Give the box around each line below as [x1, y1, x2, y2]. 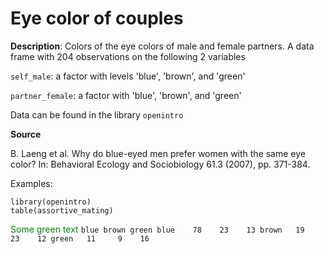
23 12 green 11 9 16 [10, 233, 150, 244]
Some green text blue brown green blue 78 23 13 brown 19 [10, 223, 305, 235]
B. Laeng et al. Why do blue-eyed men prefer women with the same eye [10, 147, 306, 159]
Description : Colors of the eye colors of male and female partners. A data [10, 40, 315, 52]
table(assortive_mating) [10, 205, 114, 216]
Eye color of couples [10, 7, 184, 30]
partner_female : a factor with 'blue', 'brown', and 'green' [10, 89, 242, 101]
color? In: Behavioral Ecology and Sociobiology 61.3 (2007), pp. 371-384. [10, 158, 311, 170]
